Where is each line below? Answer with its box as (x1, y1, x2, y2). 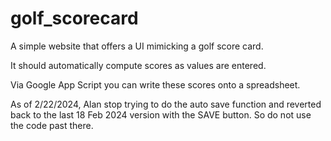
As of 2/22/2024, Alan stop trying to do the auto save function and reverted (10, 98, 322, 110)
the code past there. (10, 119, 94, 131)
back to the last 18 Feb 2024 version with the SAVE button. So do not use (10, 108, 312, 121)
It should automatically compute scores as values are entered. (10, 59, 267, 71)
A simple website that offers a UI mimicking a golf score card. (10, 40, 264, 52)
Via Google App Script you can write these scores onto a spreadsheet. (10, 78, 301, 91)
